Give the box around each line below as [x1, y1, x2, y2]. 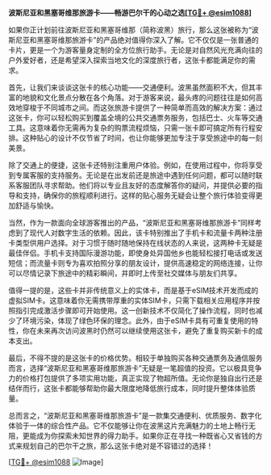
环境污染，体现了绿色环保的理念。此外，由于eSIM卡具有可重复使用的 [22, 316, 252, 326]
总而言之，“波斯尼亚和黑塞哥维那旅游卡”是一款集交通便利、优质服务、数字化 [8, 411, 262, 420]
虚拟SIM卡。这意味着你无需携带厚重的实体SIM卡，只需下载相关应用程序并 [8, 296, 253, 305]
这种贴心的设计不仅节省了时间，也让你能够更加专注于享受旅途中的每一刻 [22, 133, 263, 142]
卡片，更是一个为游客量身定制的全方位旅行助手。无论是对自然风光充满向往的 [8, 45, 263, 55]
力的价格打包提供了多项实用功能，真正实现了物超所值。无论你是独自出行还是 [8, 373, 263, 383]
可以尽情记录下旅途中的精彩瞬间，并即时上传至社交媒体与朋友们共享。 [8, 268, 242, 278]
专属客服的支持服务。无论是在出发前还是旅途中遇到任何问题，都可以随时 [15, 170, 256, 180]
